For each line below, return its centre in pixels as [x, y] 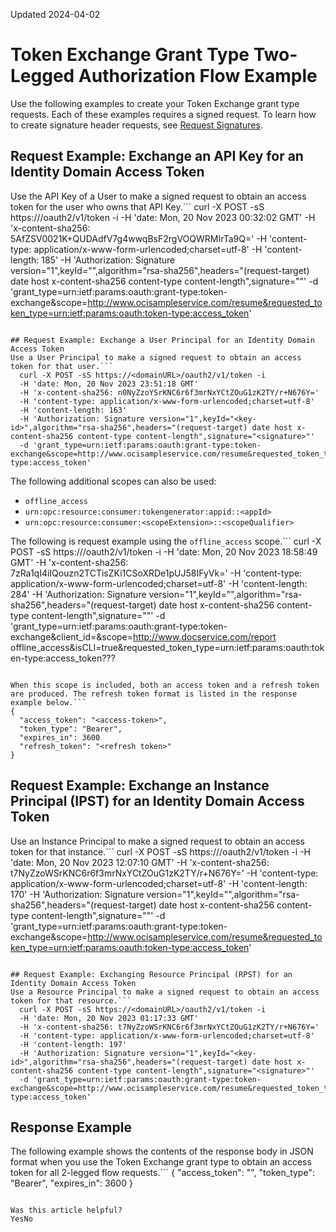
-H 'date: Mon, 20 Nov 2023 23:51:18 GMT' [109, 384]
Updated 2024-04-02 [55, 14]
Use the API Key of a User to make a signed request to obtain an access [158, 196]
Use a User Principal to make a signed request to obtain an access [156, 357]
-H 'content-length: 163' [73, 410]
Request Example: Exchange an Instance [140, 785]
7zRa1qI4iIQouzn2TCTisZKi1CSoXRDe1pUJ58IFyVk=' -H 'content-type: [156, 573]
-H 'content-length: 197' [73, 1044]
